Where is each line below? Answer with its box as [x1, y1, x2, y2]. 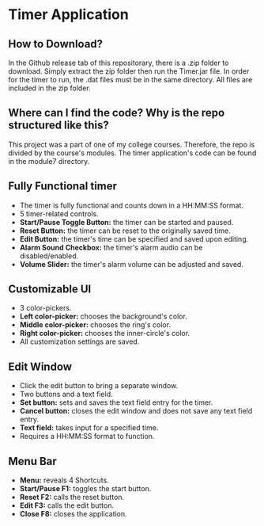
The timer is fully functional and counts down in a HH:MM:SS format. [19, 200, 243, 210]
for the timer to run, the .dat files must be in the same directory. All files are [8, 75, 253, 84]
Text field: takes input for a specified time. [19, 423, 159, 433]
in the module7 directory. [8, 156, 90, 166]
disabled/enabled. [19, 251, 79, 261]
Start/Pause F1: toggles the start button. [19, 484, 152, 494]
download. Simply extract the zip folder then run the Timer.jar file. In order [8, 67, 250, 76]
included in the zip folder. [8, 83, 91, 93]
